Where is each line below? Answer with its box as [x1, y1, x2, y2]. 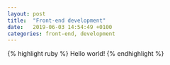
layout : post [7, 10, 46, 18]
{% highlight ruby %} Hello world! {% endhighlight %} [7, 49, 164, 58]
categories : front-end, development [7, 30, 115, 37]
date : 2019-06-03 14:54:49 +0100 [7, 23, 113, 30]
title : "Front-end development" [7, 17, 106, 24]
